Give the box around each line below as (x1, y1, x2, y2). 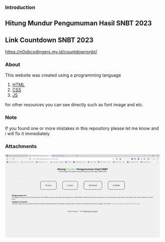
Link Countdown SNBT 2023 (5, 36, 94, 44)
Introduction (5, 4, 35, 11)
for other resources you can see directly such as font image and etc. (5, 102, 144, 108)
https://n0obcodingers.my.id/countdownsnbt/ (5, 49, 97, 55)
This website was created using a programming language (5, 72, 121, 78)
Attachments (5, 143, 37, 150)
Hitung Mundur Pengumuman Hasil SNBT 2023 (5, 19, 152, 28)
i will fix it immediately (5, 130, 50, 136)
